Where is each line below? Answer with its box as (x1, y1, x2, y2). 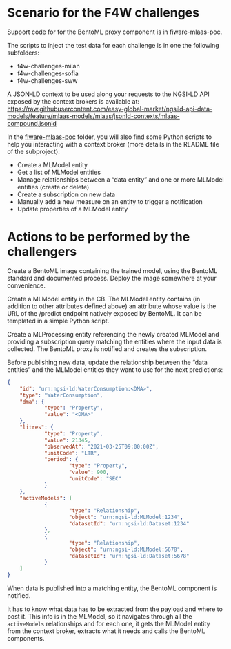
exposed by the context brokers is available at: (7, 97, 140, 105)
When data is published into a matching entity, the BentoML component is (7, 584, 217, 592)
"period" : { (43, 456, 79, 463)
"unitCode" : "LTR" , (43, 449, 100, 457)
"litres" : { (19, 424, 54, 431)
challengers (7, 244, 77, 260)
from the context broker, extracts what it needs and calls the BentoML (7, 627, 205, 635)
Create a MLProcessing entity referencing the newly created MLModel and (7, 330, 219, 338)
